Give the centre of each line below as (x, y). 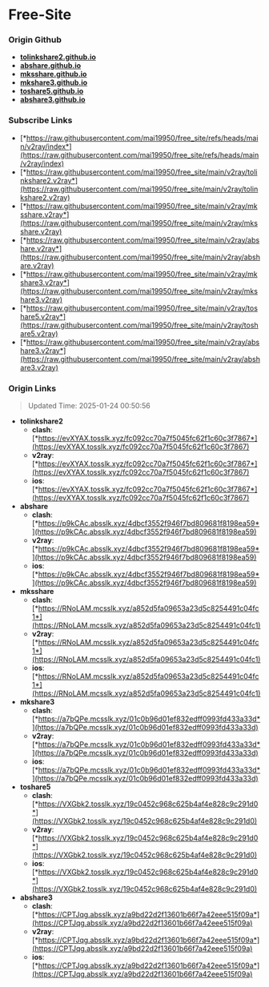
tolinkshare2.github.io (58, 57)
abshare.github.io (50, 66)
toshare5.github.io (52, 91)
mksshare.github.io (53, 74)
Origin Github (35, 40)
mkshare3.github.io (54, 82)
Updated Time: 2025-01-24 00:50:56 (89, 406)
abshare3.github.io (52, 100)
